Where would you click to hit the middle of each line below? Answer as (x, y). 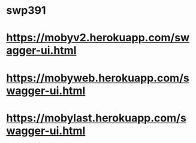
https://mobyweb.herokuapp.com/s (98, 78)
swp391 (26, 10)
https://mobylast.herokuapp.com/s (97, 118)
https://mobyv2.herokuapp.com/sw (98, 38)
